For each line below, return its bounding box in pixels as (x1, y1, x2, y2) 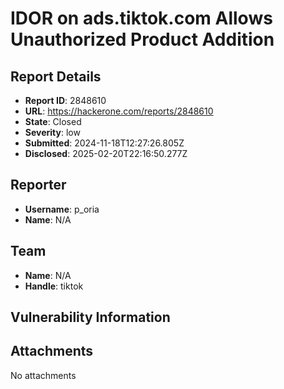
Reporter (10, 177, 67, 194)
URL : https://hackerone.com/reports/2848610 (24, 105, 214, 117)
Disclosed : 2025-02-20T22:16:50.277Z (24, 148, 188, 159)
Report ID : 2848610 (24, 95, 107, 106)
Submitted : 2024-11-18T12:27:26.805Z (24, 137, 185, 149)
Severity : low (24, 127, 81, 138)
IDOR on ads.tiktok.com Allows (10, 7, 273, 30)
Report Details (10, 68, 102, 85)
